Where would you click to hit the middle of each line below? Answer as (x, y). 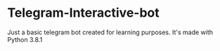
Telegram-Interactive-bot (83, 13)
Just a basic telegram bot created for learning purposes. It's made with (110, 32)
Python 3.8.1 (25, 39)
